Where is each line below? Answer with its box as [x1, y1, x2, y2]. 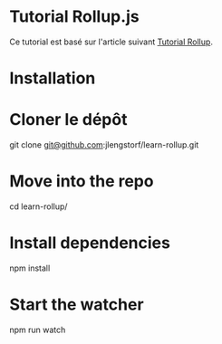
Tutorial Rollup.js [9, 6, 140, 27]
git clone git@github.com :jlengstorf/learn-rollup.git [9, 139, 199, 150]
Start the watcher [9, 294, 144, 315]
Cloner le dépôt [9, 110, 128, 130]
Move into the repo [9, 171, 154, 192]
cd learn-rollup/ [9, 201, 68, 212]
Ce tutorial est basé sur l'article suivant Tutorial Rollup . [9, 36, 213, 47]
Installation [9, 68, 96, 89]
